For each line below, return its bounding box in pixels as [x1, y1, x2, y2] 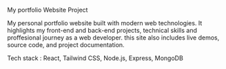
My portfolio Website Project [7, 6, 88, 14]
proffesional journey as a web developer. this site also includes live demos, [7, 33, 220, 42]
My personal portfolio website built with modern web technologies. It [7, 19, 203, 27]
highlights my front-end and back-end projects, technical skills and [7, 27, 198, 34]
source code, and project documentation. [7, 41, 125, 49]
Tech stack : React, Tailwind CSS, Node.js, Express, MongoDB [7, 54, 184, 62]
